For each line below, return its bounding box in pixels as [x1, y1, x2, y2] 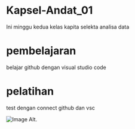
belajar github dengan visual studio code [6, 64, 106, 71]
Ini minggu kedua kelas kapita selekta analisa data [6, 23, 130, 30]
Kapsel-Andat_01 [6, 4, 93, 17]
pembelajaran [6, 44, 76, 58]
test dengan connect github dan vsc [6, 104, 96, 111]
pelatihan [6, 84, 54, 98]
